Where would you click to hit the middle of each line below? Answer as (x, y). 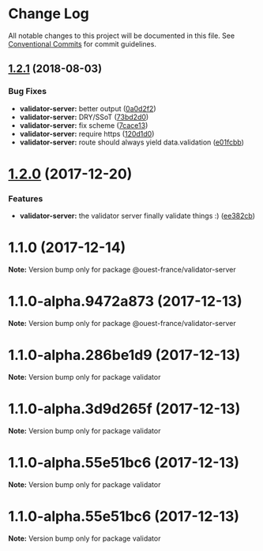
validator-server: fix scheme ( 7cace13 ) (84, 125)
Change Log (49, 14)
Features (26, 198)
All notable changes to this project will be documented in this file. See (122, 36)
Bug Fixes (28, 92)
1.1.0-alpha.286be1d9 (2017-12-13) (124, 355)
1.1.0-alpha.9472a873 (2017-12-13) (125, 302)
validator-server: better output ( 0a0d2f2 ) (88, 108)
